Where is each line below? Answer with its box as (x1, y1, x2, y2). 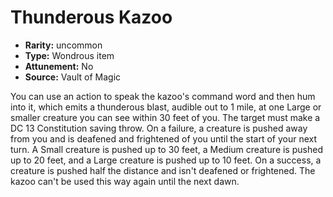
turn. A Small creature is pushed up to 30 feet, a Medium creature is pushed (10, 143, 323, 155)
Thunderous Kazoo (10, 6, 173, 29)
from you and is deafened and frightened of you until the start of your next (10, 132, 318, 145)
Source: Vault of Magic (24, 71, 122, 83)
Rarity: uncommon (24, 39, 103, 51)
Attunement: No (24, 60, 94, 72)
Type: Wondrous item (24, 49, 115, 61)
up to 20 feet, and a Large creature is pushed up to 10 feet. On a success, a (10, 154, 322, 166)
